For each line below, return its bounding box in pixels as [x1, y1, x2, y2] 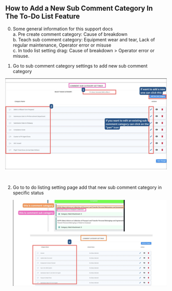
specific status [12, 189, 44, 196]
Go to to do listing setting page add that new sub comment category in [12, 184, 162, 190]
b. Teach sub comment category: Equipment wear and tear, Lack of [12, 36, 155, 42]
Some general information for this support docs [12, 26, 113, 32]
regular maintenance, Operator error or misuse [12, 42, 112, 48]
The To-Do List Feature [5, 12, 80, 21]
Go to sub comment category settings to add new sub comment [12, 62, 147, 69]
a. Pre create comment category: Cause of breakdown [12, 31, 128, 37]
